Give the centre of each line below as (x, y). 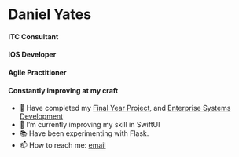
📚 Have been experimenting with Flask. (84, 133)
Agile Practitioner (37, 72)
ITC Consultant (33, 36)
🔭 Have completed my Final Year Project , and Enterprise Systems (125, 108)
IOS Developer (32, 55)
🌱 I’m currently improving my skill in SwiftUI (90, 125)
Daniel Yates (50, 15)
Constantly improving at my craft (63, 90)
